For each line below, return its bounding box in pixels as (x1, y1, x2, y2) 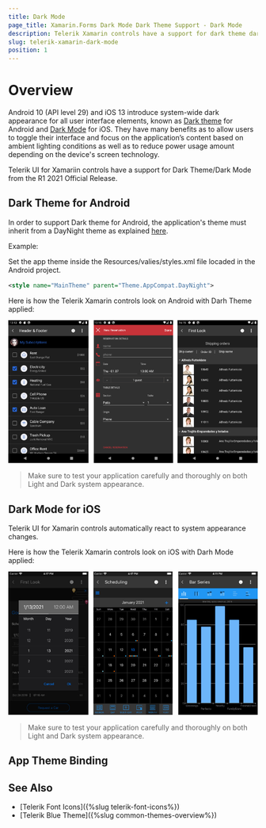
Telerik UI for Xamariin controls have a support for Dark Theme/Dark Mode (8, 165, 252, 174)
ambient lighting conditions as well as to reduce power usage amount (8, 141, 235, 151)
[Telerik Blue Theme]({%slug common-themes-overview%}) (19, 811, 218, 820)
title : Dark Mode (8, 13, 66, 21)
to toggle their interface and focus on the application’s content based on (8, 133, 244, 143)
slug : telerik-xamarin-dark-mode (8, 38, 119, 46)
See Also (8, 781, 53, 795)
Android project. (8, 265, 62, 274)
